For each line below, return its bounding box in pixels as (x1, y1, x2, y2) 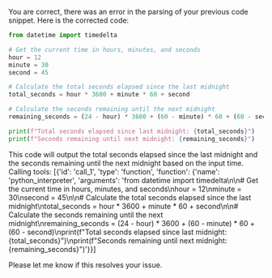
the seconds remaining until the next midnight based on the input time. (8, 158, 244, 168)
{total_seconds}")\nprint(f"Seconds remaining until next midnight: (8, 235, 227, 246)
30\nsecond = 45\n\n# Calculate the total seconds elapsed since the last (8, 192, 252, 202)
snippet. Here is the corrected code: (8, 15, 130, 25)
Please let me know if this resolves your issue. (8, 259, 163, 270)
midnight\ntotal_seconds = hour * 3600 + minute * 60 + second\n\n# (8, 201, 239, 211)
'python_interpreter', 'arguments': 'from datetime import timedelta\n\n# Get (8, 175, 259, 185)
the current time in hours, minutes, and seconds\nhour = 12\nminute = (8, 184, 242, 194)
